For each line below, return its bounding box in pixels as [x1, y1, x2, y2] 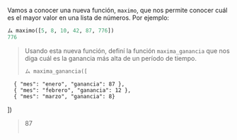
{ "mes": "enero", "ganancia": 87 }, [13, 81, 125, 88]
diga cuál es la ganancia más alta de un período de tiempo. [24, 54, 197, 62]
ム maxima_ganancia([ [24, 67, 88, 75]
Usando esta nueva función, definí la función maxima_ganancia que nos [24, 46, 230, 55]
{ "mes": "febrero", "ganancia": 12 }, [13, 86, 132, 94]
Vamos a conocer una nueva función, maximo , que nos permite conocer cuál [7, 6, 228, 14]
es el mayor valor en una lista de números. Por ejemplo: [7, 13, 170, 22]
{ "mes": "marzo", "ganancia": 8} [13, 93, 115, 100]
